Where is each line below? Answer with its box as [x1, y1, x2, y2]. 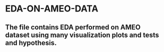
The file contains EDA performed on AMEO [5, 23, 141, 31]
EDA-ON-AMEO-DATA [5, 3, 98, 14]
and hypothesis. [5, 38, 57, 47]
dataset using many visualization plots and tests [5, 30, 159, 39]
